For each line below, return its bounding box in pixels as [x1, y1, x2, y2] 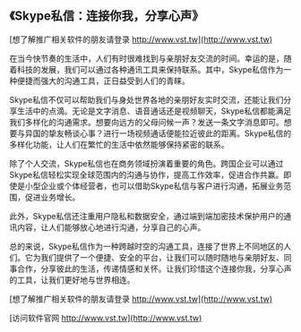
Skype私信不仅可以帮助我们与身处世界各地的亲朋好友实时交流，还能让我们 [9, 94, 284, 105]
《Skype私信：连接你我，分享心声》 [9, 8, 204, 24]
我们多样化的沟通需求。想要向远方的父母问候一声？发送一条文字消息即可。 [9, 116, 284, 127]
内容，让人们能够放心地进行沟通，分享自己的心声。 [16, 222, 206, 233]
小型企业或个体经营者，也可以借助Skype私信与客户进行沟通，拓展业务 [24, 180, 284, 191]
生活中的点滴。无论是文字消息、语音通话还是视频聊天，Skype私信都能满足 [16, 106, 292, 116]
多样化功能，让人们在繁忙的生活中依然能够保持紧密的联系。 [9, 139, 229, 149]
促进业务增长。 [24, 192, 81, 202]
